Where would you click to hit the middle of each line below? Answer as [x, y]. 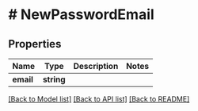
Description [96, 66]
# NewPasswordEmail [81, 15]
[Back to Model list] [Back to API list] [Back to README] [99, 99]
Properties [35, 44]
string [54, 79]
